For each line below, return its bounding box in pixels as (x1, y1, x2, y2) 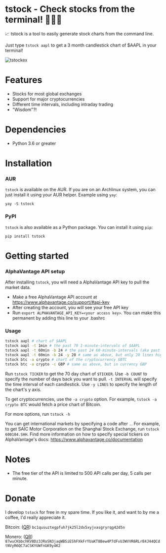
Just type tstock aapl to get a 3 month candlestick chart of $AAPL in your (5, 42, 157, 48)
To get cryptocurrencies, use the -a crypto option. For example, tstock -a (5, 396, 157, 402)
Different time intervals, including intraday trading (12, 101, 114, 107)
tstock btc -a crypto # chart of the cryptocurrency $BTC (5, 357, 127, 362)
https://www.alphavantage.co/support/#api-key (12, 299, 110, 305)
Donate (5, 493, 36, 504)
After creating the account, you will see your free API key (12, 305, 129, 311)
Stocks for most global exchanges (12, 91, 82, 97)
